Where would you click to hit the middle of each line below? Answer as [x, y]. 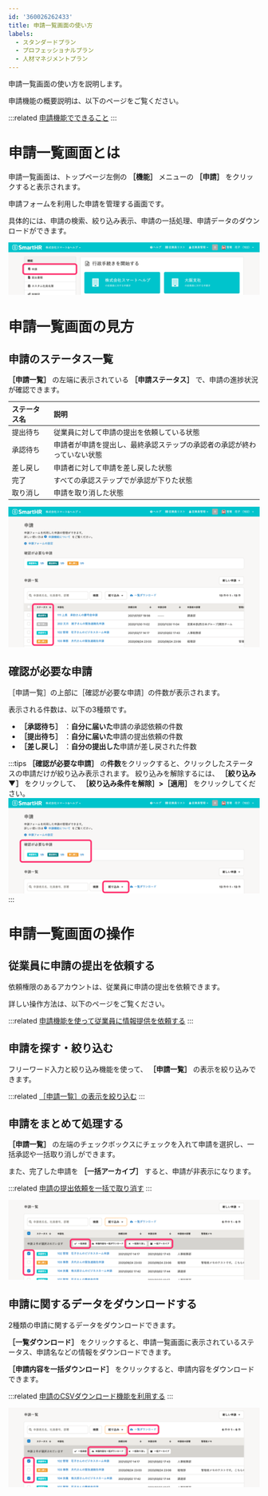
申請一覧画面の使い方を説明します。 [67, 84]
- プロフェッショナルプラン [55, 51]
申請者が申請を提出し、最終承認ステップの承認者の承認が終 [151, 445]
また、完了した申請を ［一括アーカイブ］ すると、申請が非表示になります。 [132, 1171]
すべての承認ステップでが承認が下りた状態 [123, 480]
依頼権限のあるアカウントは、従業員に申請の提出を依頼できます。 [116, 987]
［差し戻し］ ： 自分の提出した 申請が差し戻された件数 [108, 746]
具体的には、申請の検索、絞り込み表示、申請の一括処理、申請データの [124, 221]
